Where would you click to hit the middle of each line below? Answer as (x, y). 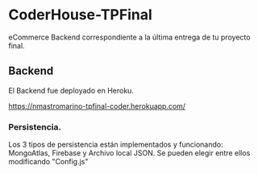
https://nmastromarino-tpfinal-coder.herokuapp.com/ (97, 106)
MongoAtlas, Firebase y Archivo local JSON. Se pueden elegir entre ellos (129, 153)
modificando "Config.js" (48, 162)
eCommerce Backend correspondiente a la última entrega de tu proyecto (129, 37)
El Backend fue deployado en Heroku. (71, 90)
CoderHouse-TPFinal (81, 15)
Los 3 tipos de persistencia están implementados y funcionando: (116, 145)
